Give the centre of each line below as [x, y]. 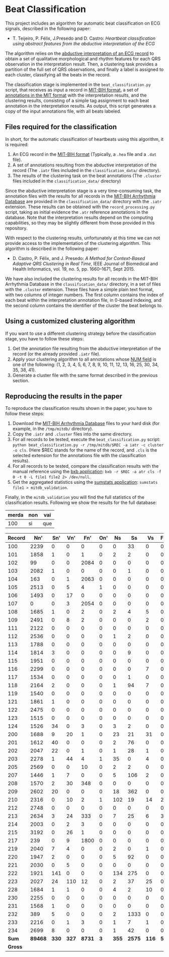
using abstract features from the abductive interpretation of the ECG [83, 43]
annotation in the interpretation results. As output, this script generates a [80, 106]
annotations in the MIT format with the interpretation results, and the [76, 95]
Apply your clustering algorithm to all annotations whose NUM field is [84, 359]
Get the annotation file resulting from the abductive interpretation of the [87, 349]
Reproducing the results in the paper [64, 396]
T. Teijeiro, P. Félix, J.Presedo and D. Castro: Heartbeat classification [84, 38]
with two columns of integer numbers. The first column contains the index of [84, 295]
